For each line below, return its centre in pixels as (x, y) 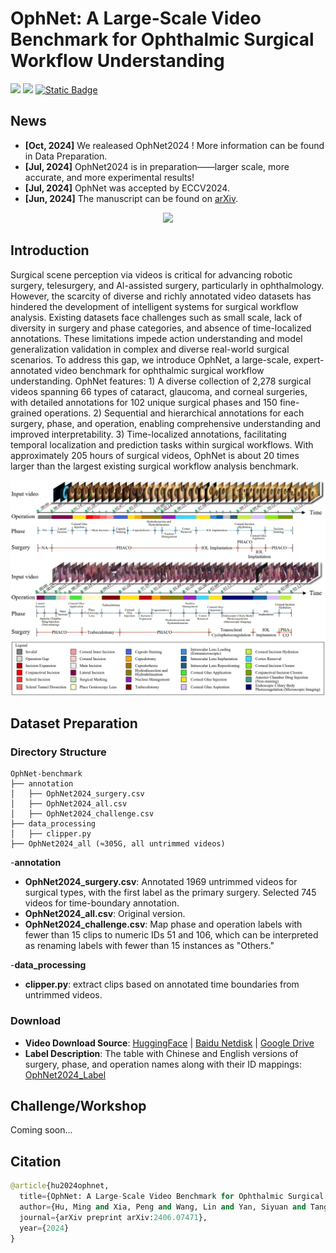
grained (26, 413)
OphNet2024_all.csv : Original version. (105, 914)
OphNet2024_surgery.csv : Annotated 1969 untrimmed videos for (161, 882)
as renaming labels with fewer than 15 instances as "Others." (149, 946)
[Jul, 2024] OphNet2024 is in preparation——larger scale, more (157, 166)
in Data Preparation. (66, 156)
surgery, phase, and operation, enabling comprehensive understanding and (166, 423)
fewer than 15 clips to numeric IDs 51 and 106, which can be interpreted (171, 935)
